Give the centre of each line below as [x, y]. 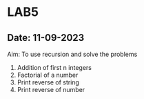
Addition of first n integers [54, 67]
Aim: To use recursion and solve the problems [72, 54]
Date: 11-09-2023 [46, 38]
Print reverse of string [48, 82]
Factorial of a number [48, 75]
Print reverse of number [51, 90]
